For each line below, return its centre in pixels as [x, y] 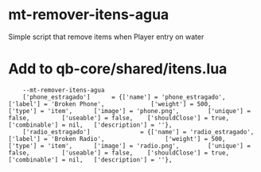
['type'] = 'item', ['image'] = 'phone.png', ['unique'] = [129, 111]
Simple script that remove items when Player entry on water [106, 37]
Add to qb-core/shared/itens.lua [118, 69]
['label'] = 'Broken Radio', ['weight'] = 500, [117, 139]
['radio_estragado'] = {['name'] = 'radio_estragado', [138, 132]
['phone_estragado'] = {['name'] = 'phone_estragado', [124, 97]
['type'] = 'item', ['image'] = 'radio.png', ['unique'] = [129, 146]
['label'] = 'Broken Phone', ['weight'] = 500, [110, 104]
